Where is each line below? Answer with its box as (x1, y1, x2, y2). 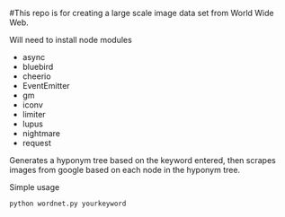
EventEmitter (22, 81, 70, 91)
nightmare (22, 128, 61, 138)
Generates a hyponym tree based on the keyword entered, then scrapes (9, 155, 276, 165)
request (22, 138, 51, 148)
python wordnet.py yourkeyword (9, 199, 127, 208)
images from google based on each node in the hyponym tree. (9, 165, 241, 175)
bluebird (22, 62, 54, 72)
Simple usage (9, 182, 60, 192)
